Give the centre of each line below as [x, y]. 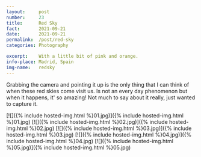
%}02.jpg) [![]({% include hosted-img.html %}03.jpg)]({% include [110, 128]
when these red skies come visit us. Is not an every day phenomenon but [97, 91]
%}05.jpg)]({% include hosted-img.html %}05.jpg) [69, 147]
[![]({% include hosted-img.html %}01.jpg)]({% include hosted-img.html [95, 115]
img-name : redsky [31, 67]
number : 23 [25, 17]
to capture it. [22, 103]
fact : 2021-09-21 [36, 29]
